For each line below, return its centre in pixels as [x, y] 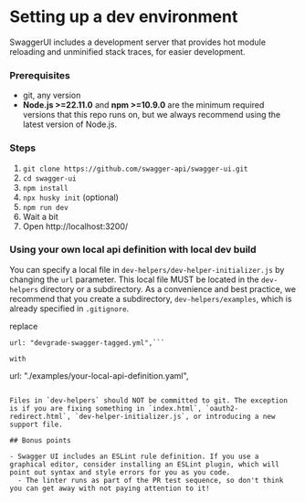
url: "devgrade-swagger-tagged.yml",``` [88, 343]
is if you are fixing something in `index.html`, [106, 408]
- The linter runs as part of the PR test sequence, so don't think [151, 480]
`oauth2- [222, 408]
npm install [45, 188]
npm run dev [45, 207]
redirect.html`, [40, 416]
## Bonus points [40, 440]
